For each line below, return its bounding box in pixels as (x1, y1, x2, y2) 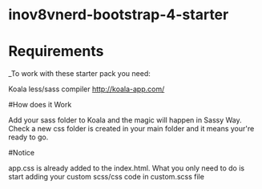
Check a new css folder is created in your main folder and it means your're (8, 124, 255, 134)
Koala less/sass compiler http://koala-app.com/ (8, 84, 165, 94)
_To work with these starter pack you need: (8, 69, 151, 78)
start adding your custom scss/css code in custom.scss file (8, 172, 204, 182)
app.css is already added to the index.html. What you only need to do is (8, 163, 245, 173)
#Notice (8, 148, 34, 158)
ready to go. (8, 132, 49, 142)
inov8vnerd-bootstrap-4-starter (8, 6, 229, 24)
